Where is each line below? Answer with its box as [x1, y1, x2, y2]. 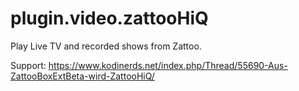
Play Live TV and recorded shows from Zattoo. [10, 40, 202, 52]
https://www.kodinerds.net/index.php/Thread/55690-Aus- [48, 59, 288, 71]
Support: [10, 59, 47, 71]
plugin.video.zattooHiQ [10, 7, 209, 30]
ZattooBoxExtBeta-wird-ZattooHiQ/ [10, 70, 155, 82]
